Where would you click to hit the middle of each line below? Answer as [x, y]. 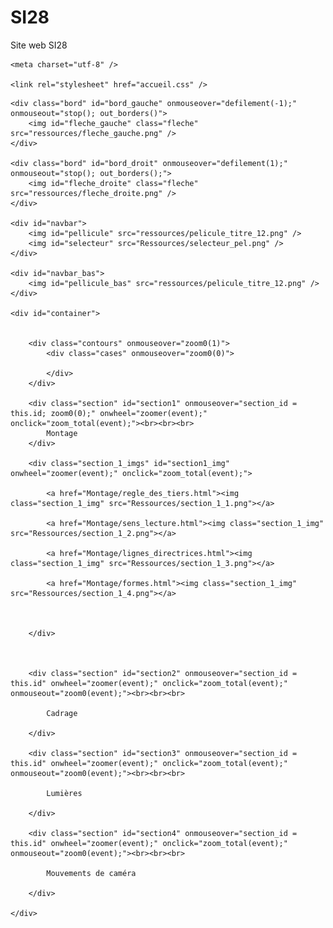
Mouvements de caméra [91, 873]
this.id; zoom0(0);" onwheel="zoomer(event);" [109, 413]
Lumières [64, 793]
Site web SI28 [39, 45]
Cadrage [62, 713]
